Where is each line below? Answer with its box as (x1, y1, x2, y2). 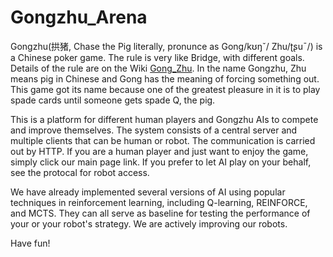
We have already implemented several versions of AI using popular (10, 186, 286, 198)
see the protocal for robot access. (10, 166, 150, 178)
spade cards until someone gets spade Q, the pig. (10, 94, 216, 106)
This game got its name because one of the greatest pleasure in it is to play (10, 83, 321, 95)
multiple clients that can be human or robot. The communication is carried (10, 134, 316, 146)
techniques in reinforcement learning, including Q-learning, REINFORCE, (10, 196, 308, 208)
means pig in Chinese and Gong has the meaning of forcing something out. (10, 72, 320, 85)
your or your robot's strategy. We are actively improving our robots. (10, 217, 288, 230)
